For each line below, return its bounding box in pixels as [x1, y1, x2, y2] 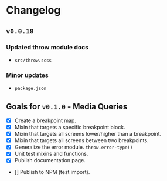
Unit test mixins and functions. [14, 150, 88, 157]
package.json [14, 86, 47, 92]
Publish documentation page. [14, 157, 86, 164]
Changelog [6, 4, 61, 17]
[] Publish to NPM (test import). [14, 169, 90, 176]
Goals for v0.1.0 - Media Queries [6, 101, 128, 112]
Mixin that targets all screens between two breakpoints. [14, 137, 149, 144]
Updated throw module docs [6, 43, 89, 51]
